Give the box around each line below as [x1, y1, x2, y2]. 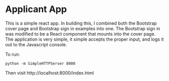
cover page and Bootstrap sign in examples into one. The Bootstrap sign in [5, 25, 160, 31]
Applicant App [5, 4, 67, 15]
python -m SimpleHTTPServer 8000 [5, 61, 76, 66]
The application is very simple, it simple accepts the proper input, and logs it [5, 36, 164, 42]
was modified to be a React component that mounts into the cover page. [5, 31, 156, 37]
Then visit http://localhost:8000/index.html [5, 69, 94, 76]
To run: [5, 51, 20, 57]
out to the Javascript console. [5, 41, 67, 47]
